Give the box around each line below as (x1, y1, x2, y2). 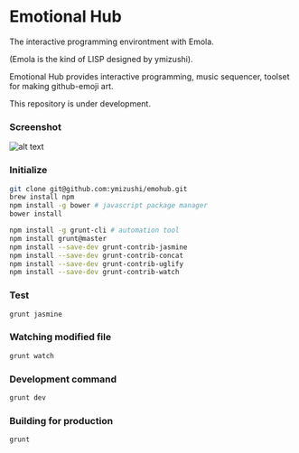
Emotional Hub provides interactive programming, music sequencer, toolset (9, 70, 291, 82)
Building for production (9, 414, 114, 427)
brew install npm (9, 192, 75, 202)
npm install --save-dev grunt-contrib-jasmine (9, 242, 188, 252)
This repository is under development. (9, 97, 152, 109)
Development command (9, 373, 117, 385)
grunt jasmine (9, 310, 63, 319)
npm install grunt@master (9, 234, 107, 243)
